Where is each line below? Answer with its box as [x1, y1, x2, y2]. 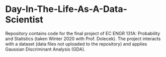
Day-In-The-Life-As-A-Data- [5, 3, 127, 15]
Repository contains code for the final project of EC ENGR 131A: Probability [5, 30, 160, 36]
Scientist [5, 14, 44, 25]
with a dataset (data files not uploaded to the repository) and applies [5, 41, 147, 47]
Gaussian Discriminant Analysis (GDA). [5, 46, 86, 52]
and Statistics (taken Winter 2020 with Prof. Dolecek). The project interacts [5, 36, 161, 42]
